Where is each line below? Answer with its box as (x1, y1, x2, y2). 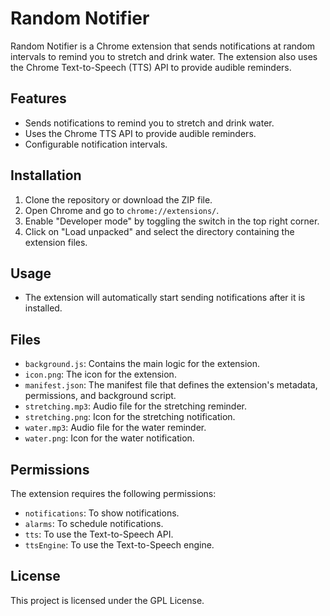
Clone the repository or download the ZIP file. (24, 193, 213, 206)
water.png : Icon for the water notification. (24, 432, 195, 444)
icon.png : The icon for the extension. (24, 368, 177, 381)
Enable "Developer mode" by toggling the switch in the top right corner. (24, 215, 320, 227)
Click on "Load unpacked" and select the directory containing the (24, 225, 295, 237)
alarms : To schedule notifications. (24, 518, 164, 529)
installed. (24, 302, 63, 314)
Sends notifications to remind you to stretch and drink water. (24, 117, 275, 129)
